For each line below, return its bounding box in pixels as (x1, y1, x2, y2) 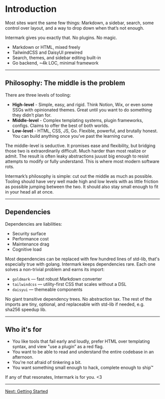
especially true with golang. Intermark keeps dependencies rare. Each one (5, 261, 156, 267)
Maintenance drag (12, 241, 50, 247)
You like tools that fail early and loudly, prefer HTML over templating (12, 338, 150, 344)
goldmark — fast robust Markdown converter (12, 276, 102, 282)
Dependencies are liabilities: (5, 221, 62, 227)
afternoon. (12, 354, 33, 360)
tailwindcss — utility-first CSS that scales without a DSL (12, 281, 127, 287)
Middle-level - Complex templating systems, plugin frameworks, (12, 117, 143, 123)
